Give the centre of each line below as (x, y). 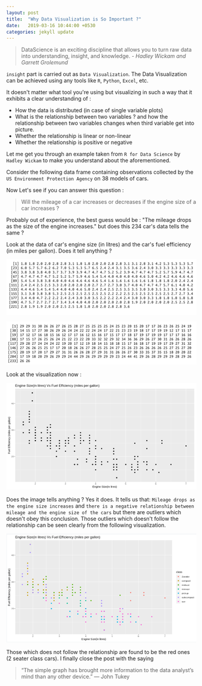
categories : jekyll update (40, 32)
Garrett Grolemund (44, 63)
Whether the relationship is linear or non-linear (73, 136)
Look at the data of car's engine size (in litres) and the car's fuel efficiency (99, 245)
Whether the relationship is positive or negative (74, 142)
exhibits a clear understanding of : (49, 99)
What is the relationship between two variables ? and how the (91, 117)
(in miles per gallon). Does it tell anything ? (59, 251)
